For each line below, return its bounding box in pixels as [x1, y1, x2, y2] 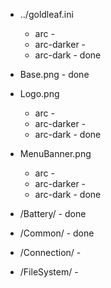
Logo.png [19, 88, 60, 99]
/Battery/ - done [19, 208, 87, 219]
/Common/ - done [19, 227, 95, 239]
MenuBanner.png [19, 148, 92, 159]
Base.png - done [19, 69, 90, 80]
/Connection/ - [19, 247, 82, 258]
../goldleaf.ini [19, 9, 74, 20]
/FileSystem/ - [19, 266, 79, 278]
